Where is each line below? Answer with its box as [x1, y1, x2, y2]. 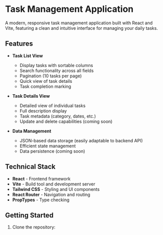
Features [5, 40, 33, 48]
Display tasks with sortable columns [19, 62, 93, 68]
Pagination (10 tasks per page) [19, 73, 82, 79]
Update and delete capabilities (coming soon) [19, 118, 113, 124]
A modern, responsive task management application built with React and [5, 20, 153, 26]
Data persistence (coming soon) [19, 148, 85, 154]
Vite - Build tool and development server [12, 181, 95, 187]
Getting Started [5, 211, 54, 219]
